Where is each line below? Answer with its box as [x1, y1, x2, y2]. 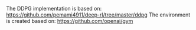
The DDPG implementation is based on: [6, 5, 102, 12]
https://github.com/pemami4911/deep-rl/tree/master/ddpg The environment [6, 11, 191, 18]
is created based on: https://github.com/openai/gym [6, 18, 133, 24]
